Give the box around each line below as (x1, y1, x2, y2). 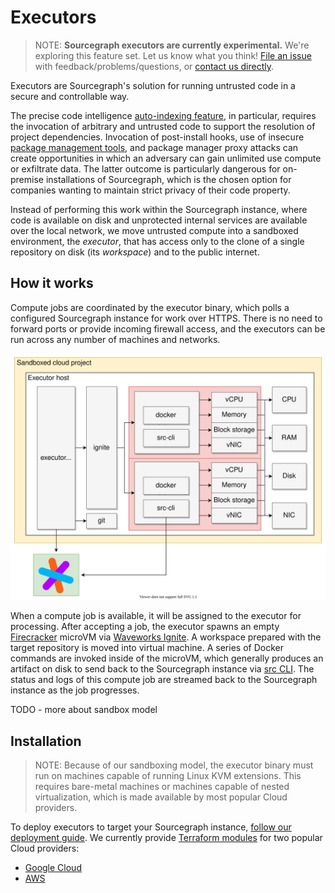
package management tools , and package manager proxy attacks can (10, 141, 299, 153)
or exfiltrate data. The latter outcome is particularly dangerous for (10, 162, 281, 175)
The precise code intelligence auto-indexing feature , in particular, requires (10, 109, 317, 121)
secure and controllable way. (10, 90, 130, 102)
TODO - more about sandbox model (10, 704, 158, 716)
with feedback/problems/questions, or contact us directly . (34, 60, 275, 72)
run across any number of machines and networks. (10, 333, 221, 345)
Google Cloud (24, 862, 82, 874)
